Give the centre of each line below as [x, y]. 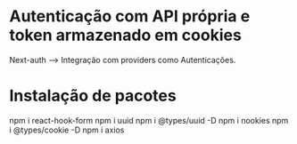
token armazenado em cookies [126, 35]
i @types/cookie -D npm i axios [67, 130]
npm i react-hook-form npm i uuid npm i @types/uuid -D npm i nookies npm [149, 120]
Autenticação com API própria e [130, 16]
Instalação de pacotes [93, 96]
